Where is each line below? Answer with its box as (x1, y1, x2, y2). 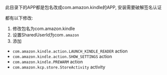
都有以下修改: (5, 15, 34, 21)
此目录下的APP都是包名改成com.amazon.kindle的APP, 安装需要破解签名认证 (5, 4, 162, 10)
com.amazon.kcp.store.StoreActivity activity (12, 64, 105, 70)
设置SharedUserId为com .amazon (12, 32, 79, 37)
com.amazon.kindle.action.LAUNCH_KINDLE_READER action (12, 48, 128, 54)
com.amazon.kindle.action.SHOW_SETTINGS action (12, 53, 112, 59)
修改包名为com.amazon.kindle (12, 25, 75, 31)
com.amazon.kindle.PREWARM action (12, 59, 83, 64)
